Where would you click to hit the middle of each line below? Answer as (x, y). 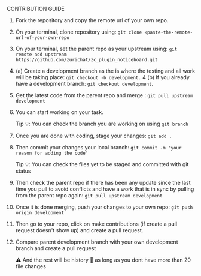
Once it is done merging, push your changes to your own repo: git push (104, 207)
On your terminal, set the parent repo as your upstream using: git (96, 49)
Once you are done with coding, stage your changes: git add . (94, 136)
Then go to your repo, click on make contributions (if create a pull (96, 224)
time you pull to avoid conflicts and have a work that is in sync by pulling (105, 189)
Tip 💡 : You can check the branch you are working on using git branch (102, 124)
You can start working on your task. (59, 112)
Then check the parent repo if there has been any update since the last (103, 183)
